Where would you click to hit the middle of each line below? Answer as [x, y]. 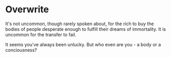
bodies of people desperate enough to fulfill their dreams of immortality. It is [86, 29]
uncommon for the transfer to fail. [41, 34]
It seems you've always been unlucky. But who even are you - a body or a [83, 44]
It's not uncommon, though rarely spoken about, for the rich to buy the [80, 24]
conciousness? [21, 50]
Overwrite [27, 9]
